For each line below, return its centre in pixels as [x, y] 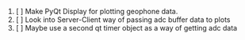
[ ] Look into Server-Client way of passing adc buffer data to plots [123, 20]
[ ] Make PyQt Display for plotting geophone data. [97, 11]
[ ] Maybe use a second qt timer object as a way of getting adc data [126, 28]
